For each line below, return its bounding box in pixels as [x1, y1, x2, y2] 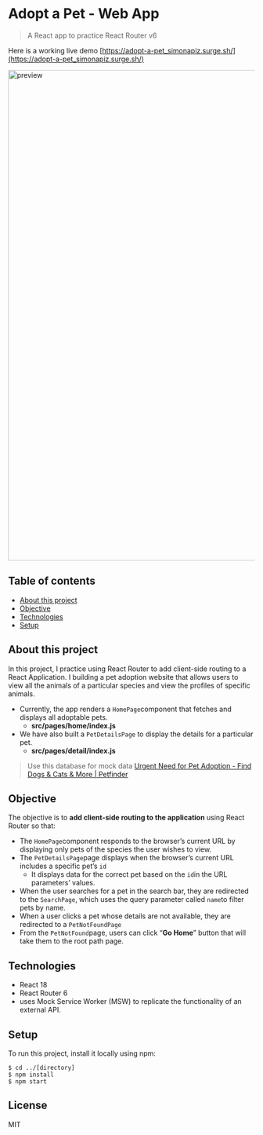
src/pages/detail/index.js [31, 746, 116, 755]
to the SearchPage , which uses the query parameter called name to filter [19, 895, 244, 904]
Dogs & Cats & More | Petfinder [27, 769, 128, 779]
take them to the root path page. [19, 936, 124, 946]
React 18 [19, 980, 48, 990]
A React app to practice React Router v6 [27, 31, 157, 40]
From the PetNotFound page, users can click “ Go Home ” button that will [19, 928, 247, 938]
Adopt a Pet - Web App [8, 5, 160, 23]
